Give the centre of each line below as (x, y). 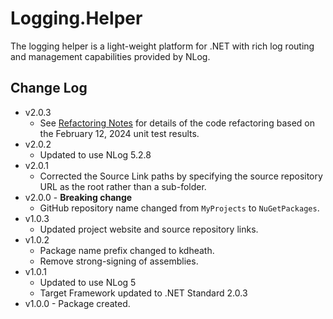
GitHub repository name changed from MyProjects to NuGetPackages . (179, 208)
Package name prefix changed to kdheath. (127, 250)
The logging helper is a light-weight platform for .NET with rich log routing (162, 46)
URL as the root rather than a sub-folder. (123, 186)
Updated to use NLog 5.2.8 (95, 154)
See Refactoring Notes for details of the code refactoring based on (177, 123)
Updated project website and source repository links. (149, 229)
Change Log (49, 88)
